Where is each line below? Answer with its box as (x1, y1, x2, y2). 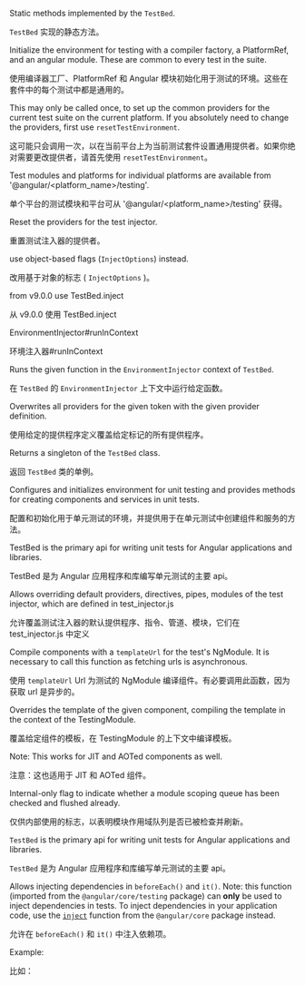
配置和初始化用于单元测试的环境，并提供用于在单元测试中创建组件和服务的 (9, 513, 288, 523)
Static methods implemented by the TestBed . (9, 8, 175, 18)
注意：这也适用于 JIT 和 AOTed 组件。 (9, 770, 152, 780)
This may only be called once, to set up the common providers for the (9, 103, 271, 113)
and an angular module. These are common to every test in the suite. (9, 54, 268, 64)
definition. (9, 410, 47, 421)
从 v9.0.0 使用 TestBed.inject (9, 309, 117, 320)
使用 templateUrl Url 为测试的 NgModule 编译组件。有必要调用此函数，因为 (9, 675, 290, 685)
